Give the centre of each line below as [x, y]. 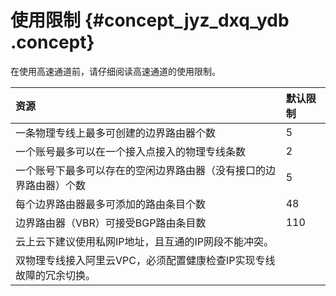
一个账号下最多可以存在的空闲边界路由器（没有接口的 [141, 170]
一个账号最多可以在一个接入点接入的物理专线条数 [131, 151]
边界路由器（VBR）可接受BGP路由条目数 [111, 223]
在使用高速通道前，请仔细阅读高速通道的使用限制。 [115, 71]
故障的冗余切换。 [56, 275]
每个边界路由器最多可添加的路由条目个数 [111, 204]
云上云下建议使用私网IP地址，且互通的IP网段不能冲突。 [145, 241]
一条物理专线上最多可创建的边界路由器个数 [116, 133]
